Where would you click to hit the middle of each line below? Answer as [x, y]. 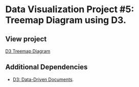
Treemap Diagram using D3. [66, 20]
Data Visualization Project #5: [70, 9]
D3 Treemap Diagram [28, 51]
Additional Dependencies [47, 67]
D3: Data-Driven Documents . [43, 79]
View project [26, 39]
